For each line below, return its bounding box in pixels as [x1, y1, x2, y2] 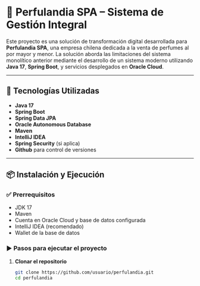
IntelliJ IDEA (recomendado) [14, 223, 85, 230]
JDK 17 [14, 204, 32, 211]
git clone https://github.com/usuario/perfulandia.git [14, 269, 154, 275]
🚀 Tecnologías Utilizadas [6, 86, 99, 96]
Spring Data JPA [14, 114, 57, 122]
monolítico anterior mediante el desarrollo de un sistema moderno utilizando [6, 57, 193, 64]
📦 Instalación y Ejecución [6, 170, 105, 180]
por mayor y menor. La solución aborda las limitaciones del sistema [6, 50, 171, 57]
